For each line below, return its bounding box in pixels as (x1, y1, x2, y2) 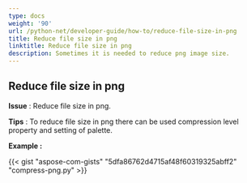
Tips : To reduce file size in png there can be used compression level (8, 117, 239, 126)
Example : (8, 141, 43, 151)
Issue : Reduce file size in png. (8, 100, 112, 110)
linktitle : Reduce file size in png (8, 42, 132, 50)
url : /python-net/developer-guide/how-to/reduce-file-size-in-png (8, 27, 237, 35)
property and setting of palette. (8, 125, 113, 134)
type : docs (8, 11, 45, 20)
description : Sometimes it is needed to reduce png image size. (8, 49, 230, 57)
